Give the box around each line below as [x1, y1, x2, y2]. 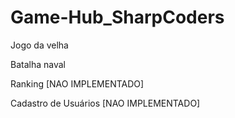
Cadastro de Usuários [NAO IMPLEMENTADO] [10, 97, 201, 109]
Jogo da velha [10, 39, 69, 51]
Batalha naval [10, 58, 66, 70]
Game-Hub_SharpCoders [10, 6, 225, 29]
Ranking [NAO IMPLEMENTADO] [10, 77, 145, 90]
